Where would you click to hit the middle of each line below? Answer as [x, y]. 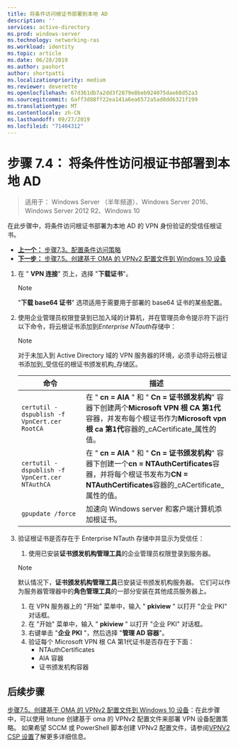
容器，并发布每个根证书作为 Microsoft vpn [156, 419]
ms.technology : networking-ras [53, 40]
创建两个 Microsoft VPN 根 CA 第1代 [160, 408]
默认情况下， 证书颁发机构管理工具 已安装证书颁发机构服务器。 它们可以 [121, 582]
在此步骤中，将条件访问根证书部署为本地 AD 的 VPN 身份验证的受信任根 [112, 226]
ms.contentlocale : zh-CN [44, 113]
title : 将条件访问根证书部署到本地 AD [58, 14]
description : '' [31, 21]
